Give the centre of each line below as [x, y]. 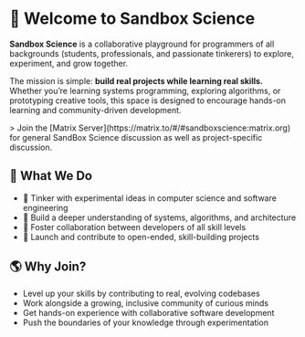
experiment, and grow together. [69, 63]
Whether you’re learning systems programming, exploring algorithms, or [145, 90]
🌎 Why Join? [48, 267]
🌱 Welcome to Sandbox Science [132, 19]
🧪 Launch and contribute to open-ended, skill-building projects [141, 237]
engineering [45, 207]
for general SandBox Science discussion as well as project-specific [136, 137]
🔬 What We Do [51, 176]
